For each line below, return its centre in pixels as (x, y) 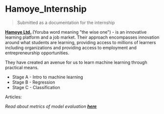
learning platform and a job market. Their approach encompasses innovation (82, 37)
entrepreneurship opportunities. (37, 53)
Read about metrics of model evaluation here (51, 106)
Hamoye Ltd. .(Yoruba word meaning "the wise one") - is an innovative (76, 32)
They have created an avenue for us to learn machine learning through (76, 62)
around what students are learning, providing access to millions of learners (81, 42)
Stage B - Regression (34, 82)
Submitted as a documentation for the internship (66, 23)
